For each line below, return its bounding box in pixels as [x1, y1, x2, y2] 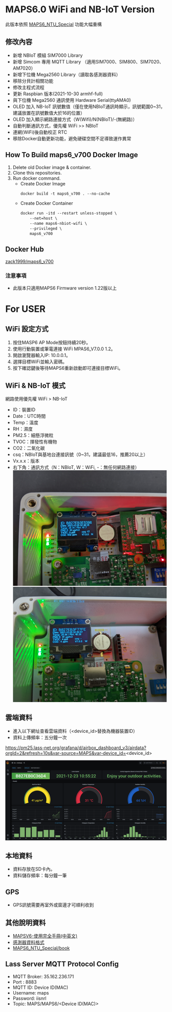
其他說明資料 [5, 918, 46, 927]
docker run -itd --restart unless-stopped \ [20, 210, 117, 216]
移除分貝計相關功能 [12, 78, 54, 84]
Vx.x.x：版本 [12, 458, 40, 464]
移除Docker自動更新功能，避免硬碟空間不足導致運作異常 [12, 135, 132, 141]
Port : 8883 [12, 979, 37, 985]
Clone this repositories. [12, 170, 62, 176]
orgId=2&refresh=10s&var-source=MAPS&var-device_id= [5, 750, 126, 756]
